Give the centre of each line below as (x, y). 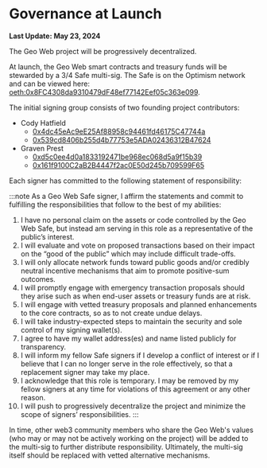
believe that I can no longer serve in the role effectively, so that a (126, 364)
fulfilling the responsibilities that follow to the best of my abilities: (115, 205)
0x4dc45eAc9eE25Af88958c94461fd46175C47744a (119, 131)
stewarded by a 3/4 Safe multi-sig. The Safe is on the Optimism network (127, 75)
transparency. (43, 346)
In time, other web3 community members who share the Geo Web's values (131, 430)
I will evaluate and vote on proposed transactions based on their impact (137, 245)
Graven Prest (42, 148)
